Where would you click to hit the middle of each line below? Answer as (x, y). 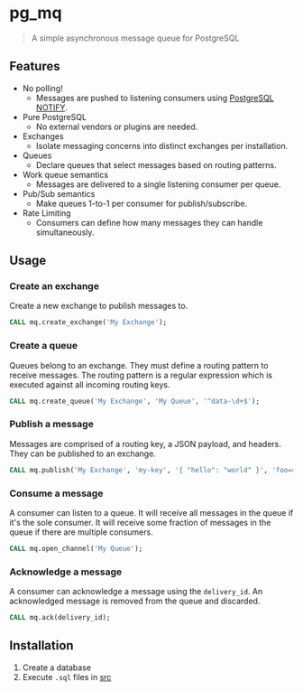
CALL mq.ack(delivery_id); (60, 618)
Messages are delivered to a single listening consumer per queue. (158, 184)
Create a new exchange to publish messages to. (99, 306)
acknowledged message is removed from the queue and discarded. (135, 601)
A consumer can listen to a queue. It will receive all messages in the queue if (151, 512)
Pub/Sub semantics (59, 193)
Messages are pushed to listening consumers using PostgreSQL (155, 98)
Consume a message (56, 493)
